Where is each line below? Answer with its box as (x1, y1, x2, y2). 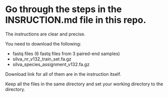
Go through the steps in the (5, 4, 122, 15)
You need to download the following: (5, 40, 82, 46)
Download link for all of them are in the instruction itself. (5, 71, 122, 77)
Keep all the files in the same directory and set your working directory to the (5, 81, 163, 87)
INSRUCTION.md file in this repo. (5, 14, 146, 26)
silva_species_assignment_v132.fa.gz (12, 61, 90, 67)
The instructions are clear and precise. (5, 31, 86, 37)
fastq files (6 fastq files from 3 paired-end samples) (12, 51, 120, 57)
